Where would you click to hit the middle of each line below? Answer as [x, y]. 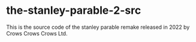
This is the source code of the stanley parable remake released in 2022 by [98, 27]
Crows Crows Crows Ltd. [37, 33]
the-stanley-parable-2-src [74, 10]
